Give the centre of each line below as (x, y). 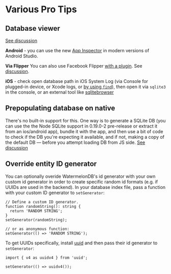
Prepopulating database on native (60, 108)
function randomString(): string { (43, 206)
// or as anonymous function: (38, 229)
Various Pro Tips (41, 9)
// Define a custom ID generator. (42, 202)
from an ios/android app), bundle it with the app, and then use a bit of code (84, 131)
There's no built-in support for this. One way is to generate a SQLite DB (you (86, 120)
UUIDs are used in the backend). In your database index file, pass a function (86, 187)
